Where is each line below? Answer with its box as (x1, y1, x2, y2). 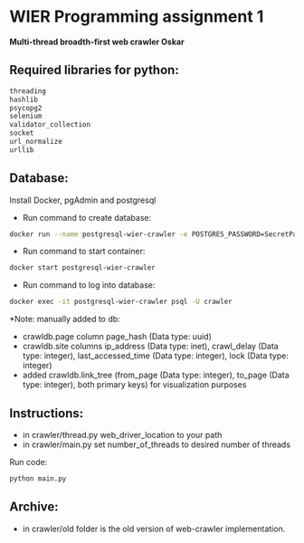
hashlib (9, 95, 39, 104)
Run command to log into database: (22, 280, 156, 291)
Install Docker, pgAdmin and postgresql (9, 195, 157, 205)
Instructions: (9, 405, 84, 421)
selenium (9, 111, 43, 121)
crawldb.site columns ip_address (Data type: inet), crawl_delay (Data (22, 341, 279, 352)
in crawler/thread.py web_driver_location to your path (22, 430, 223, 440)
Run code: (9, 457, 48, 467)
